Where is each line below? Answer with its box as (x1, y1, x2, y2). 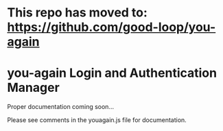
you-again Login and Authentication (7, 65, 218, 81)
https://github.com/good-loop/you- (7, 19, 216, 35)
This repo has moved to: (7, 5, 148, 21)
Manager (7, 80, 60, 95)
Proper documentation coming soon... (7, 103, 115, 111)
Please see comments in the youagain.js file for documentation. (7, 116, 187, 124)
